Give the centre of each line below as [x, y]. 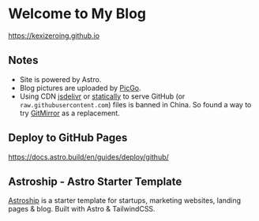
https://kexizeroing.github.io [54, 36]
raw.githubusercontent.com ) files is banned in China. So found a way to [135, 104]
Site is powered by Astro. [60, 79]
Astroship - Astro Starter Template [95, 181]
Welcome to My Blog [77, 14]
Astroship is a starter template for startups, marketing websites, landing [125, 200]
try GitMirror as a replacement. [69, 113]
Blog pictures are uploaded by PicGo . [80, 88]
